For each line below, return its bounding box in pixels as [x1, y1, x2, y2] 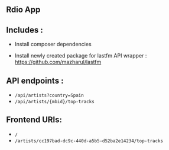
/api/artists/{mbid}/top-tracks [14, 99, 95, 105]
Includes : [6, 25, 43, 35]
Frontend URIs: [6, 115, 63, 125]
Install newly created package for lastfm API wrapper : [14, 52, 147, 59]
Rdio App [6, 5, 41, 15]
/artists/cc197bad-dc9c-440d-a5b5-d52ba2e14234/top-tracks [14, 138, 164, 144]
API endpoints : [6, 75, 64, 85]
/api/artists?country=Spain [14, 92, 84, 98]
